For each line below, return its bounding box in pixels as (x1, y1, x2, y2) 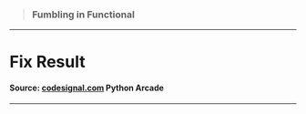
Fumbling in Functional (31, 8, 135, 21)
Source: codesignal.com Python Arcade (9, 82, 164, 94)
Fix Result (9, 52, 86, 72)
